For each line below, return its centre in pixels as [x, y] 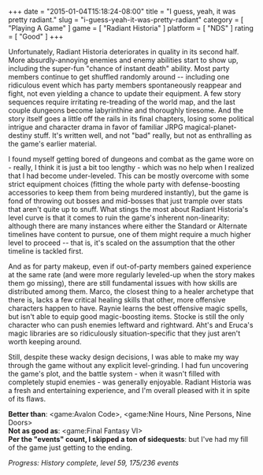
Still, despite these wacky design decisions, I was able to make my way [124, 357]
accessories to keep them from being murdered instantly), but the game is [129, 193]
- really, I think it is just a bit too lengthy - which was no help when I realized [131, 167]
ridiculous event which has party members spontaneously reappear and [125, 85]
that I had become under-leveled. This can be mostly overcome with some [129, 176]
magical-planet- [211, 127]
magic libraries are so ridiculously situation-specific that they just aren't [124, 333]
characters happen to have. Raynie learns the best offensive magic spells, [128, 308]
